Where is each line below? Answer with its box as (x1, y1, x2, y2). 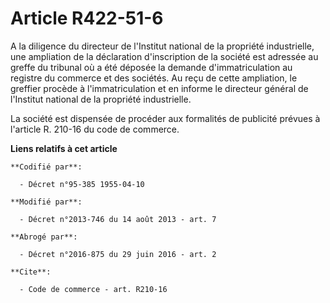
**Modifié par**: (10, 197, 83, 207)
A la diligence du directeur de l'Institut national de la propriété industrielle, (10, 40, 315, 52)
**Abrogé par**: (10, 232, 78, 242)
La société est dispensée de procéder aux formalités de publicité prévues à (10, 112, 321, 124)
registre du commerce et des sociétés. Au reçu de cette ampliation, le (10, 72, 298, 84)
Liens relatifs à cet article (10, 142, 118, 154)
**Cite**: (10, 267, 52, 277)
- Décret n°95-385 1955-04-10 (19, 179, 145, 189)
